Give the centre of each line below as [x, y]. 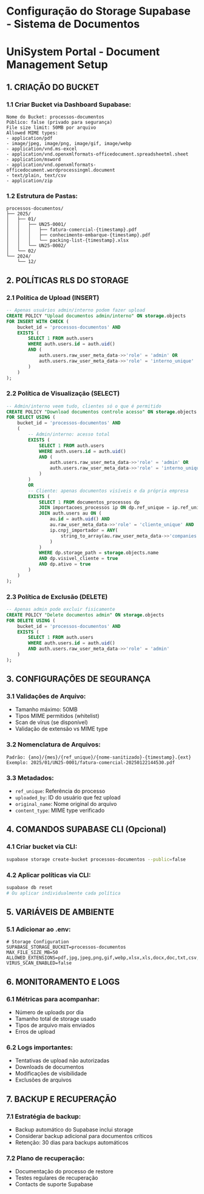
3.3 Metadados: [30, 777]
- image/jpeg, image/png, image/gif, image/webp [69, 144]
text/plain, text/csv [39, 176]
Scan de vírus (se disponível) [51, 722]
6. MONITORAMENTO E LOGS [63, 982]
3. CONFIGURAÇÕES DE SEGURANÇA [78, 679]
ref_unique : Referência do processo [60, 791]
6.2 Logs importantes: [40, 1047]
